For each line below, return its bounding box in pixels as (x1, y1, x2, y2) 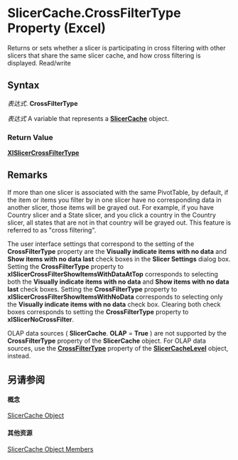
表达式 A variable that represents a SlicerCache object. (7, 114, 169, 122)
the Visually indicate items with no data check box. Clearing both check (7, 300, 222, 309)
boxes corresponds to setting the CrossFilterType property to (7, 307, 189, 316)
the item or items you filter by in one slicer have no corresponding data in (7, 196, 222, 204)
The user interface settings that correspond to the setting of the (7, 240, 195, 248)
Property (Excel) (7, 20, 107, 36)
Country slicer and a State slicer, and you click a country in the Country (7, 210, 217, 219)
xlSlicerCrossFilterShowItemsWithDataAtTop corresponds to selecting (7, 269, 219, 278)
